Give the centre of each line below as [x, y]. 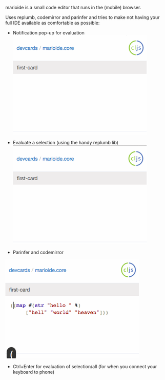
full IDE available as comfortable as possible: [53, 23]
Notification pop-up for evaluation [48, 33]
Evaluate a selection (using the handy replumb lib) [66, 142]
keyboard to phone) [34, 372]
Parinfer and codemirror [38, 252]
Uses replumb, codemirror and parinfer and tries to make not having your [82, 17]
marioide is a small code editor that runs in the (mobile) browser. [73, 7]
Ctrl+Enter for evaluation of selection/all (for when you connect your [85, 366]
